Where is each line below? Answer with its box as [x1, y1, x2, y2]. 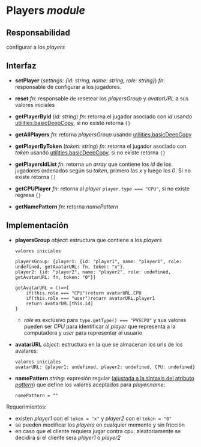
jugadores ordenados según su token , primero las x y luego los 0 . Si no [14, 166, 191, 174]
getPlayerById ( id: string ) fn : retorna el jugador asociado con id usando [14, 112, 193, 120]
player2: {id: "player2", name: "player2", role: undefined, [14, 269, 172, 275]
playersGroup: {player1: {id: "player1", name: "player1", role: [14, 258, 182, 264]
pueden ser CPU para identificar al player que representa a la [23, 323, 176, 330]
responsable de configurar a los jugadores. [14, 83, 122, 90]
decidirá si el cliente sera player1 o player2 [14, 434, 121, 441]
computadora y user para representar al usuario [23, 329, 143, 336]
